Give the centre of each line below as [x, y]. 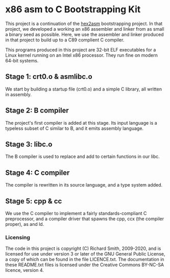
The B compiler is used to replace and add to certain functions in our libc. [82, 156]
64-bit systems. [22, 60]
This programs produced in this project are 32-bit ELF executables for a [81, 50]
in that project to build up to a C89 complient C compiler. [65, 40]
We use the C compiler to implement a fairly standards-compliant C [76, 213]
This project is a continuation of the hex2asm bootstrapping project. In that [84, 24]
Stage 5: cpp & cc [34, 201]
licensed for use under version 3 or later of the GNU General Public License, [85, 254]
